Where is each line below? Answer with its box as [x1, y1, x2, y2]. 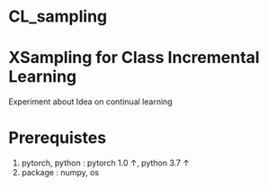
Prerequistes [8, 128, 107, 148]
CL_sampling [8, 6, 108, 27]
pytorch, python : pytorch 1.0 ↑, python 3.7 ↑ [21, 157, 190, 168]
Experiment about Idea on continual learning [8, 96, 173, 107]
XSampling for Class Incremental [8, 48, 260, 68]
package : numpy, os [21, 167, 100, 178]
